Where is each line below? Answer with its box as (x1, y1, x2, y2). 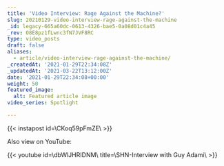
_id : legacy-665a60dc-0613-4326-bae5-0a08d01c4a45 (7, 23, 156, 29)
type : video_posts (7, 36, 60, 43)
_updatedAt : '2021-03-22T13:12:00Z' (7, 67, 112, 74)
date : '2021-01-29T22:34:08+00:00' (7, 73, 110, 81)
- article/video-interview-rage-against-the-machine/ (13, 55, 171, 62)
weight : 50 (7, 80, 39, 87)
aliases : (7, 49, 32, 56)
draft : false (7, 42, 45, 49)
